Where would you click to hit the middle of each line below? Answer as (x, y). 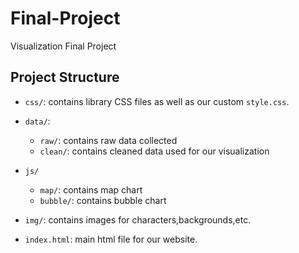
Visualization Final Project (63, 46)
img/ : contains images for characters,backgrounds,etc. (138, 219)
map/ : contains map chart (91, 189)
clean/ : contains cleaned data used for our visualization (154, 151)
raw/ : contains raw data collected (108, 140)
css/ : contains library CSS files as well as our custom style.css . (157, 101)
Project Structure (65, 77)
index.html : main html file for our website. (111, 239)
